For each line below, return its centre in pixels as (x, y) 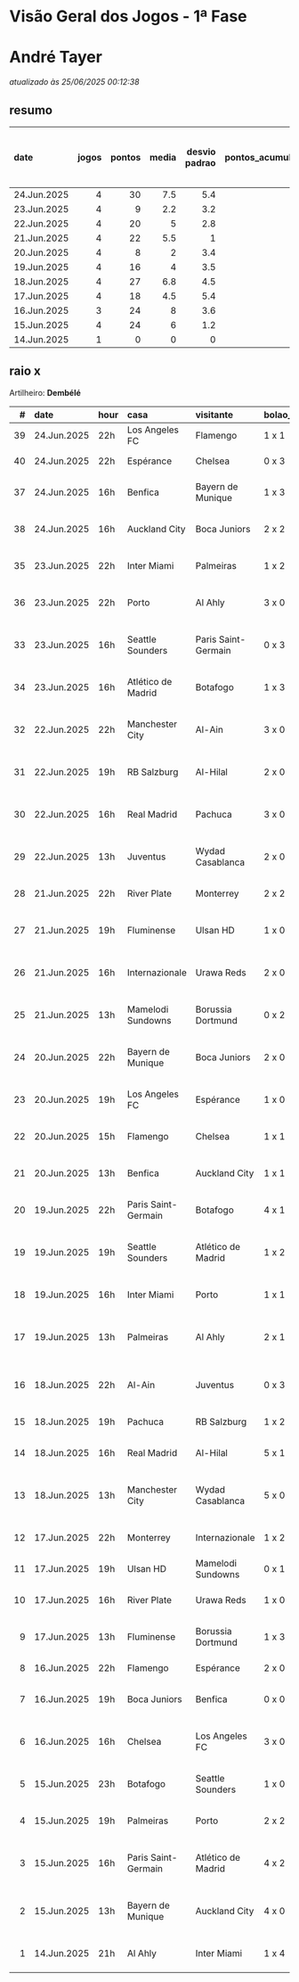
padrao (201, 162)
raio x (25, 371)
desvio (201, 152)
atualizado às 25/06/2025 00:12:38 (74, 82)
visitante (214, 415)
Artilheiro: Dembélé (45, 392)
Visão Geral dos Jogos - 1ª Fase (128, 16)
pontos (125, 157)
